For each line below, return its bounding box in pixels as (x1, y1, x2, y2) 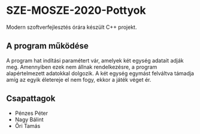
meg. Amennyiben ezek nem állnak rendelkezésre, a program (6, 63, 157, 70)
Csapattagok (6, 94, 56, 104)
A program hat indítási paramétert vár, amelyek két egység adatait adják (6, 56, 184, 64)
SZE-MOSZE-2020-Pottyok (6, 4, 146, 17)
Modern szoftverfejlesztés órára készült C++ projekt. (6, 23, 137, 31)
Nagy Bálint (14, 115, 44, 123)
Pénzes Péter (14, 109, 49, 117)
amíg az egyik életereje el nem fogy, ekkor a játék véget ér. (6, 76, 151, 83)
